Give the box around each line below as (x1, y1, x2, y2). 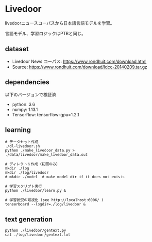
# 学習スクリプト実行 (5, 184, 42, 189)
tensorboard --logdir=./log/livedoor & (5, 202, 86, 207)
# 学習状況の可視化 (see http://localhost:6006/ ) (5, 198, 104, 203)
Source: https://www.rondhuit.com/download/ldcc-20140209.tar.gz (12, 64, 147, 70)
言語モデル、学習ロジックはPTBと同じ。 (5, 30, 86, 36)
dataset (5, 45, 29, 53)
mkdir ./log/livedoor (5, 170, 49, 175)
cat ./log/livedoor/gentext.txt (5, 232, 70, 237)
